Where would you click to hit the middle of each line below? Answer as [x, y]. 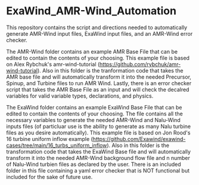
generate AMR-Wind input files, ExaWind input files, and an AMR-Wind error [99, 33]
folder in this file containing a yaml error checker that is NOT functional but [98, 170]
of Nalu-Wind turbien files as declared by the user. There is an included [94, 164]
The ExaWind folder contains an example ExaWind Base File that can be [94, 107]
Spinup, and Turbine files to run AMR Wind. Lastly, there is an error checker [99, 83]
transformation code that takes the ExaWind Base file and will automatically [99, 151]
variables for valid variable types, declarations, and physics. [80, 96]
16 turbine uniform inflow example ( [50, 139]
